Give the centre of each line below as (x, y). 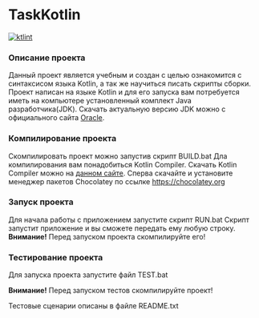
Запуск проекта (41, 202)
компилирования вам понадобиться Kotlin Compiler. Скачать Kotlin (123, 164)
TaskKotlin (45, 15)
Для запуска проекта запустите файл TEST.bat (88, 275)
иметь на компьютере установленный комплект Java (100, 101)
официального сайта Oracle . (57, 118)
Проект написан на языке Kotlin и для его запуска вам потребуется (124, 92)
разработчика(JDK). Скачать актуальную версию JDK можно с (117, 109)
